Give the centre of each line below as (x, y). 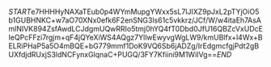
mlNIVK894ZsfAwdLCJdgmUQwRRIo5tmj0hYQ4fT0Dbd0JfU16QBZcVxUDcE (135, 29)
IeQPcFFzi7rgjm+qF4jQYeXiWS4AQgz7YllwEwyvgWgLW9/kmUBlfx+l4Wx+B (135, 37)
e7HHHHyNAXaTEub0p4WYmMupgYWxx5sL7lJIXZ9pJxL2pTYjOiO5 (145, 12)
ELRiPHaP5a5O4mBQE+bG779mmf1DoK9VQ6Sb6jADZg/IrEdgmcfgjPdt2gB (134, 46)
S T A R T (20, 12)
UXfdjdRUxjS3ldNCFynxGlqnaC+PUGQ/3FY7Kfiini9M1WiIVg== (113, 54)
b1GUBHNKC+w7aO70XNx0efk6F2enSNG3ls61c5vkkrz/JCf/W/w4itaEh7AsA (135, 20)
